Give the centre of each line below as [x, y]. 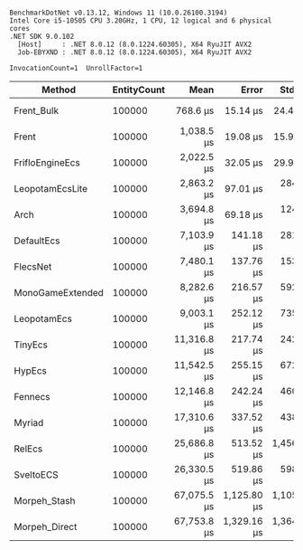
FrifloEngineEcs [47, 162]
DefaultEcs [37, 241]
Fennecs [32, 397]
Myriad [29, 423]
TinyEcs [31, 345]
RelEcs [28, 449]
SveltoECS [36, 474]
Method [59, 90]
